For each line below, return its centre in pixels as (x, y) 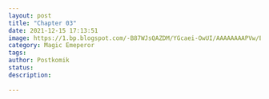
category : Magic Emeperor (51, 46)
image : (19, 38)
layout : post (30, 16)
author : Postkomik (39, 61)
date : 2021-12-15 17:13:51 (53, 30)
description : (30, 75)
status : (21, 68)
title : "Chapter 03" (43, 23)
